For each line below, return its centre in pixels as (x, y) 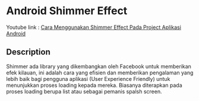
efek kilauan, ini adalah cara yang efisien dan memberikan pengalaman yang (100, 73)
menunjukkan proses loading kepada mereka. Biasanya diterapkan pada (94, 85)
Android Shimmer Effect (67, 11)
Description (28, 52)
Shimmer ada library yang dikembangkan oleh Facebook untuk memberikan (99, 66)
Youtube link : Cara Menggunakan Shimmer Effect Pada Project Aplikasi (94, 27)
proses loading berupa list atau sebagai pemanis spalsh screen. (84, 91)
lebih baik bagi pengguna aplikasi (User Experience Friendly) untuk (88, 79)
